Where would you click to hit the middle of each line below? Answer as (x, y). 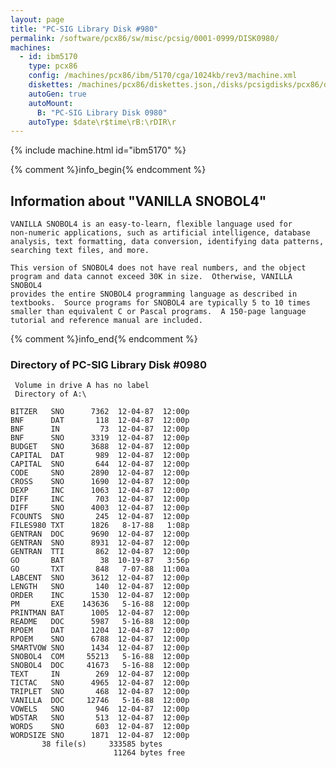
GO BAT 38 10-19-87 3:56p (100, 561)
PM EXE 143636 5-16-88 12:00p (100, 604)
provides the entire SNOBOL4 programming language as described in (154, 294)
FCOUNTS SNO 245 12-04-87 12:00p (100, 517)
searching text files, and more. (80, 251)
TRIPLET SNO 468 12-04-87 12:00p (100, 692)
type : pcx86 (53, 66)
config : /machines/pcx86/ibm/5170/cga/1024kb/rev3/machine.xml (163, 76)
